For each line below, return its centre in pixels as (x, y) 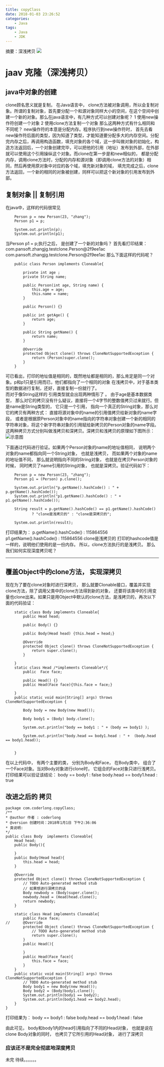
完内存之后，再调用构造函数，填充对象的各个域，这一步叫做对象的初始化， (80, 141)
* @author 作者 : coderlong (33, 818)
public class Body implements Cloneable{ (49, 836)
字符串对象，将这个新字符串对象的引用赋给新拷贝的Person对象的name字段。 (82, 425)
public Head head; (42, 616)
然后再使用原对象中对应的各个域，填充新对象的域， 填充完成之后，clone (86, 166)
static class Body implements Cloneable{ (57, 612)
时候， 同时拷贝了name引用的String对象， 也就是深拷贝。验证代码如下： (78, 466)
